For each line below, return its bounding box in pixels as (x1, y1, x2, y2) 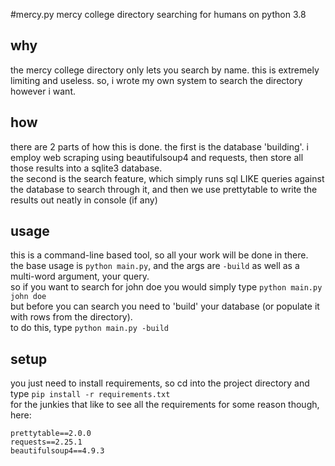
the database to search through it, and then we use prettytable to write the (10, 183, 318, 195)
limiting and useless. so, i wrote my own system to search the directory (10, 74, 303, 86)
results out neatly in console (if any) (10, 194, 158, 206)
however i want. (10, 85, 77, 97)
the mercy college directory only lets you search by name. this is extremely (10, 64, 320, 76)
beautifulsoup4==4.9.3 (10, 446, 105, 456)
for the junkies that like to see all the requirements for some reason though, (10, 399, 320, 411)
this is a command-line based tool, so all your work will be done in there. (10, 249, 309, 261)
